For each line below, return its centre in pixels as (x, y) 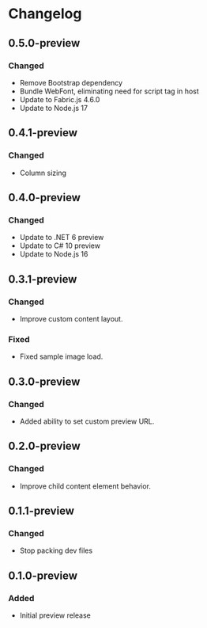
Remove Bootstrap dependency (71, 82)
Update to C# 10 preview (60, 245)
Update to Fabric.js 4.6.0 (60, 99)
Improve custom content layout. (71, 318)
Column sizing (43, 173)
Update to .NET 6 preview (62, 238)
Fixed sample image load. (61, 356)
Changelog (45, 14)
